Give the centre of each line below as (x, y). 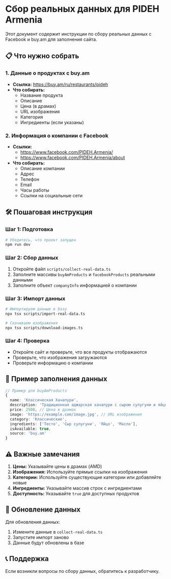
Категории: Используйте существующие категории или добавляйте (87, 477)
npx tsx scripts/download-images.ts (44, 328)
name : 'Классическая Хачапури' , (44, 400)
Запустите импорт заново (41, 537)
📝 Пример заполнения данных (56, 379)
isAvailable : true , (31, 429)
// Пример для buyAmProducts (36, 391)
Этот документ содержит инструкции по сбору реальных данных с (78, 34)
